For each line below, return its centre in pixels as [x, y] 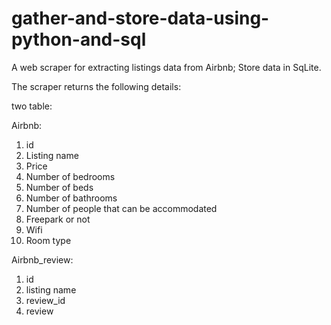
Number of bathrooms [71, 198]
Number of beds [59, 187]
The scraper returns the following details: [96, 86]
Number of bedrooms [70, 176]
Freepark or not [58, 219]
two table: [32, 106]
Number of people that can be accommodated [121, 208]
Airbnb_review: [42, 259]
